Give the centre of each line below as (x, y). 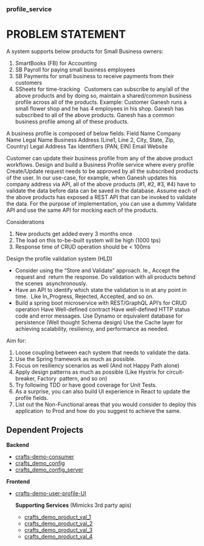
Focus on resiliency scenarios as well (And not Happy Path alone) (97, 365)
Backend (18, 445)
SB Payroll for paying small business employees (75, 70)
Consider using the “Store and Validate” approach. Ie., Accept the (97, 270)
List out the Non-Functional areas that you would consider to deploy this (106, 404)
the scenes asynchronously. (51, 283)
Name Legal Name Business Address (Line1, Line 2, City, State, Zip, (91, 140)
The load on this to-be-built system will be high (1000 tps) (88, 240)
